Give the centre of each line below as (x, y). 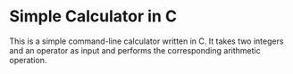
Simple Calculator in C (93, 16)
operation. (28, 60)
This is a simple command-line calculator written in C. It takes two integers (146, 41)
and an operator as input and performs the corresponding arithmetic (135, 50)
